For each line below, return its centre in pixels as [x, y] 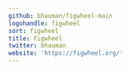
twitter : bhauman [37, 46]
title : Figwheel [35, 38]
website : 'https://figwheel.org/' [66, 53]
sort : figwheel [34, 31]
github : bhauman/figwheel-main [60, 16]
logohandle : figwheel [44, 23]
